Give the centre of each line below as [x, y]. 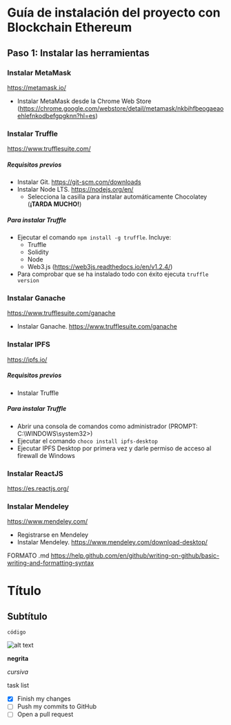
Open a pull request [45, 715]
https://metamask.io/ [37, 87]
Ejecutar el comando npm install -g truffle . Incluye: [94, 237]
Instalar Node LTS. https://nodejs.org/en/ [75, 190]
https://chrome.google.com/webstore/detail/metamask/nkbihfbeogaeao [122, 108]
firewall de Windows [46, 455]
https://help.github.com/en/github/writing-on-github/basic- [135, 556]
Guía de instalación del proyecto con [114, 13]
